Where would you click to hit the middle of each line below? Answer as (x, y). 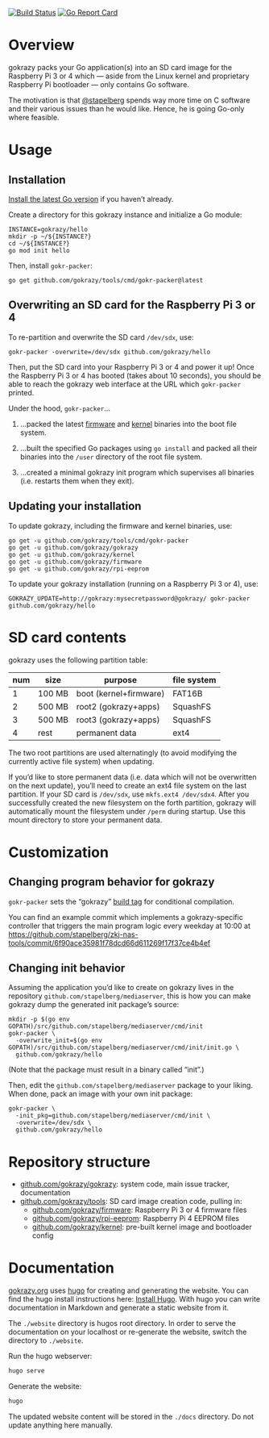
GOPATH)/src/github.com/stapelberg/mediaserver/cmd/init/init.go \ (124, 1048)
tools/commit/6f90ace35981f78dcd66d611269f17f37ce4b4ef (110, 943)
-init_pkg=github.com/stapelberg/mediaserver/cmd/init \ (113, 1116)
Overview (41, 45)
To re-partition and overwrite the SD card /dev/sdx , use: (101, 337)
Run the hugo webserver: (50, 1356)
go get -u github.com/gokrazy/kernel (72, 554)
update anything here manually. (61, 1425)
